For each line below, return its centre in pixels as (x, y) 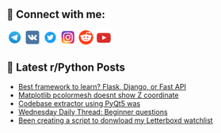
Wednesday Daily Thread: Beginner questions (93, 112)
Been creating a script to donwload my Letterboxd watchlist (116, 120)
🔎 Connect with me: (56, 15)
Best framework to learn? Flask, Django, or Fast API (102, 86)
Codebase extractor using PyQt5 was (79, 103)
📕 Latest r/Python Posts (66, 68)
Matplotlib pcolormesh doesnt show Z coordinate (98, 95)
